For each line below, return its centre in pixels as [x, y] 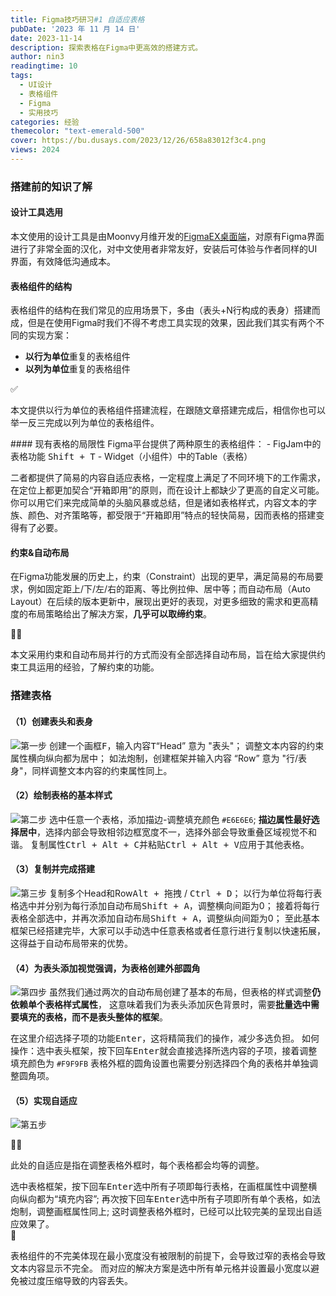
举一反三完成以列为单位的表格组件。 [85, 423]
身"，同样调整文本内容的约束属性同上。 [91, 770]
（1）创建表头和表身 [52, 721]
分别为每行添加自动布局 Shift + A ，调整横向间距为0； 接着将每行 [182, 905]
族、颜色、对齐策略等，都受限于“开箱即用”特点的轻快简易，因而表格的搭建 [163, 515]
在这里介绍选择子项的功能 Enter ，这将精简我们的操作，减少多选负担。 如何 [165, 1038]
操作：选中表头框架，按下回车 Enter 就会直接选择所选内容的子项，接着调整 [164, 1051]
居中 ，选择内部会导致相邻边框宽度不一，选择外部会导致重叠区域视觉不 [163, 832]
